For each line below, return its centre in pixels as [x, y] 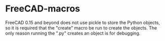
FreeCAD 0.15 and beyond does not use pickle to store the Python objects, [83, 22]
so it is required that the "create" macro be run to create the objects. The [81, 27]
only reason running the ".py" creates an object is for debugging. [73, 33]
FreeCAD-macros [43, 9]
